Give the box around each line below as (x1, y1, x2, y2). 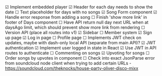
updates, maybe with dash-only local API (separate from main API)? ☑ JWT (5, 40, 156, 45)
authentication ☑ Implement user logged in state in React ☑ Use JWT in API (5, 45, 157, 51)
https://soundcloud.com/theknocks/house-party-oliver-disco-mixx (5, 65, 139, 71)
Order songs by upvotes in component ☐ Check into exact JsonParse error (5, 55, 155, 61)
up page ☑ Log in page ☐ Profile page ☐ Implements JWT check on (5, 35, 142, 40)
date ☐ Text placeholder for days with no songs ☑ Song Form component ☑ (5, 9, 158, 15)
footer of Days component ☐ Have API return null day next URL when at (5, 19, 149, 25)
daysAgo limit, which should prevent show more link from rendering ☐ (5, 25, 146, 30)
